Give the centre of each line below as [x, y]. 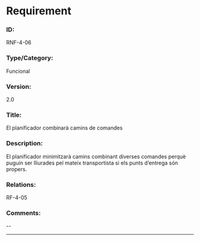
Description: [24, 143]
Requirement [39, 11]
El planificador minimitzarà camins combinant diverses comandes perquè [96, 156]
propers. [17, 169]
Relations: [21, 184]
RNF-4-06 [19, 42]
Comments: [24, 213]
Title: [14, 115]
